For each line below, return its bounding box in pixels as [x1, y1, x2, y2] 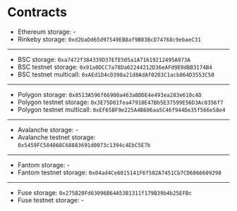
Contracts [7, 4, 68, 20]
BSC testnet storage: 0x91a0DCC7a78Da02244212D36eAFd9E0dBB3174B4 [17, 63, 213, 71]
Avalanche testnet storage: [17, 133, 96, 141]
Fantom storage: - [17, 160, 71, 169]
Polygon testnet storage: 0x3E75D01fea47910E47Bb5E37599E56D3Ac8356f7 [17, 98, 224, 106]
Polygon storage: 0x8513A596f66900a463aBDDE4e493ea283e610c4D [17, 90, 202, 98]
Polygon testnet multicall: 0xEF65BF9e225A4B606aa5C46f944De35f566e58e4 [17, 105, 226, 113]
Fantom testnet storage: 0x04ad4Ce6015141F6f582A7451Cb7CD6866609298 [17, 168, 222, 177]
